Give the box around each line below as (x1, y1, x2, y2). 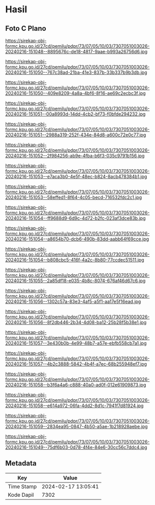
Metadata (5, 459, 37, 468)
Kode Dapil (8, 491, 34, 498)
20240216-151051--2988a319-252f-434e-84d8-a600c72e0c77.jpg (5, 132, 146, 138)
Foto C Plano (5, 24, 46, 33)
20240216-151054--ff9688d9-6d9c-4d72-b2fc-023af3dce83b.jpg (5, 215, 146, 221)
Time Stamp (8, 483, 37, 490)
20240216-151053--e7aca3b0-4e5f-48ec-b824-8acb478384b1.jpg (5, 173, 147, 179)
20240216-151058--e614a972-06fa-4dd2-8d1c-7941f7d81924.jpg (5, 402, 144, 409)
